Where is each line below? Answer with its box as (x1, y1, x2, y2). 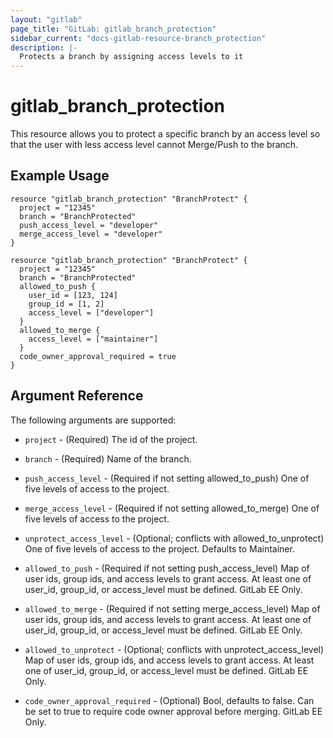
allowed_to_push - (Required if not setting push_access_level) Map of (24, 562, 310, 574)
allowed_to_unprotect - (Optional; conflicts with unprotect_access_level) (24, 643, 325, 655)
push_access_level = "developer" (19, 220, 159, 230)
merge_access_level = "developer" (19, 229, 163, 239)
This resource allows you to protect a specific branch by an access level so (10, 128, 321, 140)
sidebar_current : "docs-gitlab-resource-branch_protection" (10, 33, 267, 43)
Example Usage (10, 167, 110, 185)
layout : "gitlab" (10, 14, 83, 25)
